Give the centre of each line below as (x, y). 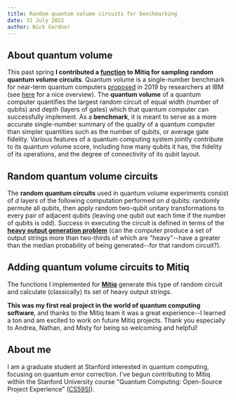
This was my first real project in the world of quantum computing (104, 305)
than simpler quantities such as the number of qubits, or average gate (108, 132)
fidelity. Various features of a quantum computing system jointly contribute (115, 139)
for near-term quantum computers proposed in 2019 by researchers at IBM (116, 87)
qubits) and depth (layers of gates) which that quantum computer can (108, 109)
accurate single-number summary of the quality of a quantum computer (111, 124)
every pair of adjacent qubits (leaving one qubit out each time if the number (117, 215)
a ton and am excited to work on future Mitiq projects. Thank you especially (117, 320)
